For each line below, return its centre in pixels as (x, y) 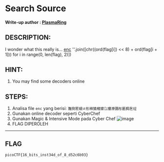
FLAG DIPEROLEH (30, 124)
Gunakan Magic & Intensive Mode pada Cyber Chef (64, 119)
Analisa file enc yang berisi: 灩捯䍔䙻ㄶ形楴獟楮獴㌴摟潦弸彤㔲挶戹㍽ (74, 108)
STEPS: (17, 97)
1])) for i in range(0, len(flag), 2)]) (38, 54)
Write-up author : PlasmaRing (36, 22)
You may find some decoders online (48, 81)
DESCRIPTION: (28, 38)
